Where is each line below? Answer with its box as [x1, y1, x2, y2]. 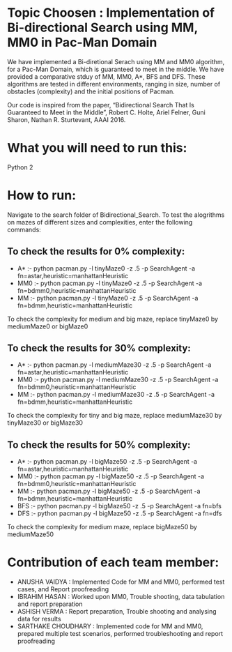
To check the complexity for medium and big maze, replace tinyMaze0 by [7, 314, 218, 323]
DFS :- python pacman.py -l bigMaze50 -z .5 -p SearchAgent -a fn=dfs [17, 509, 222, 517]
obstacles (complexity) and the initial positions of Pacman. [7, 87, 176, 96]
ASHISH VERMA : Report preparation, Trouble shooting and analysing [17, 607, 217, 616]
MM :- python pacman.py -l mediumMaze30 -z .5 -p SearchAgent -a [17, 391, 215, 399]
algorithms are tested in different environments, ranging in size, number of [7, 79, 221, 88]
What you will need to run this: [7, 140, 187, 156]
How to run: [7, 188, 77, 204]
